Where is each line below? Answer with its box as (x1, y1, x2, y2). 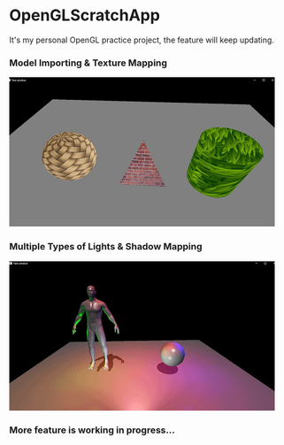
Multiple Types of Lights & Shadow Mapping (9, 241, 203, 253)
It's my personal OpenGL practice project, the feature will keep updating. (9, 35, 274, 45)
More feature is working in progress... (9, 424, 175, 436)
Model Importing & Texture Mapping (9, 57, 168, 69)
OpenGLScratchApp (9, 5, 161, 26)
